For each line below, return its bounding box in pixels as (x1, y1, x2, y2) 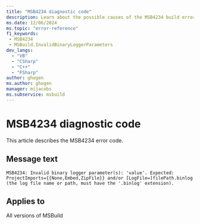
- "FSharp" (11, 70, 39, 75)
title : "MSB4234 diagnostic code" (6, 8, 92, 15)
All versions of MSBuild (6, 212, 64, 219)
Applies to (6, 196, 45, 206)
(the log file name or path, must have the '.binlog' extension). (6, 180, 174, 186)
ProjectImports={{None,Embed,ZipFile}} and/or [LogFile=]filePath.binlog (6, 175, 193, 181)
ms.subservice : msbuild (6, 92, 65, 97)
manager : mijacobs (6, 86, 52, 92)
